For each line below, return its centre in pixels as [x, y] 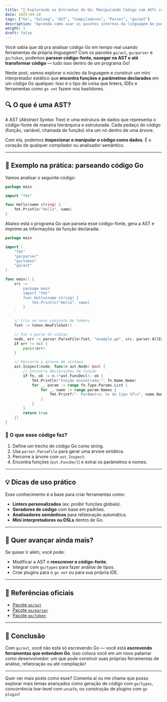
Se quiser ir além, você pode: [35, 552]
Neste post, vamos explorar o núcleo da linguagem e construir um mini [78, 73]
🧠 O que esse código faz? [36, 435]
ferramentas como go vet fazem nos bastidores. [55, 89]
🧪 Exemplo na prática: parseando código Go [74, 166]
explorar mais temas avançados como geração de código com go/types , [79, 684]
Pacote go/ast [27, 605]
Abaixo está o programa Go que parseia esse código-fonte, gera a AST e [80, 223]
